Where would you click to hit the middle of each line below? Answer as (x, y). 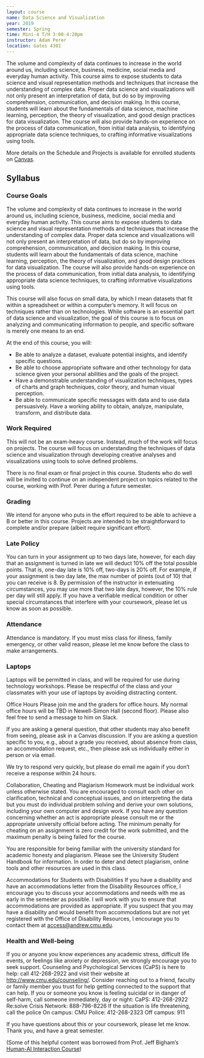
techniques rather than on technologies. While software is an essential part (100, 311)
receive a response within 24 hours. (51, 774)
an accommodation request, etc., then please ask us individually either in (98, 749)
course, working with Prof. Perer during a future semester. (79, 485)
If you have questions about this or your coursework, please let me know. (98, 1024)
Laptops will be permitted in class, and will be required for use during (93, 680)
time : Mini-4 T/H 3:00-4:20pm (45, 35)
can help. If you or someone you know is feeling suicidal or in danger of (96, 993)
